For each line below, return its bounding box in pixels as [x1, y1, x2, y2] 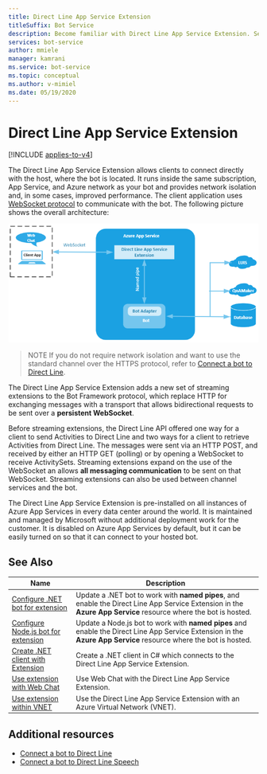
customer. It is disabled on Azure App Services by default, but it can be [8, 524, 242, 534]
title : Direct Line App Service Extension [8, 13, 151, 21]
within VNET [11, 702, 52, 712]
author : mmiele [8, 46, 59, 55]
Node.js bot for [11, 626, 61, 636]
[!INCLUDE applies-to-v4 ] [8, 150, 93, 159]
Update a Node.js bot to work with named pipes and [75, 618, 248, 627]
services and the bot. [8, 483, 78, 493]
